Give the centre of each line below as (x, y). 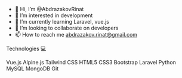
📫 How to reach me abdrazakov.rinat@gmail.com (76, 35)
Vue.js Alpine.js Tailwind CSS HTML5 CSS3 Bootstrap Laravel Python (91, 62)
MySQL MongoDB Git (33, 69)
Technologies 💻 (26, 48)
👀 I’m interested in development (54, 15)
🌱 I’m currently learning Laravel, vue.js (62, 22)
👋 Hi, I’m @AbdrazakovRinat (49, 9)
